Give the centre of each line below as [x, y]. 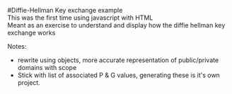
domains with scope [47, 67]
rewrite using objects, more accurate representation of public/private [118, 60]
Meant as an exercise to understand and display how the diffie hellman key [116, 25]
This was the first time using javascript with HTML [80, 18]
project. [29, 83]
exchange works [31, 33]
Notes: [17, 46]
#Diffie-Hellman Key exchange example [65, 10]
